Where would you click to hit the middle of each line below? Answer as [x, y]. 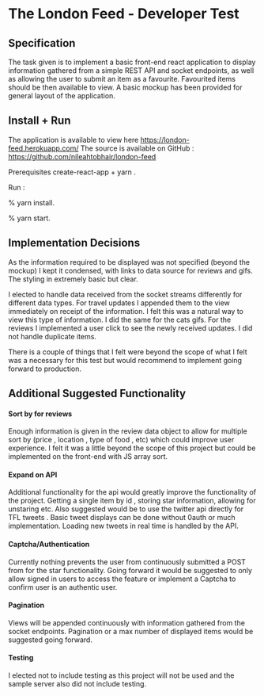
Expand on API [33, 474]
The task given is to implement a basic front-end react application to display [132, 62]
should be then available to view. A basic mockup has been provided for [125, 87]
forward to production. [45, 369]
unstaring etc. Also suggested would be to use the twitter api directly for [126, 509]
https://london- [165, 140]
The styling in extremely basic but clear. [73, 279]
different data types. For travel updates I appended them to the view [119, 303]
